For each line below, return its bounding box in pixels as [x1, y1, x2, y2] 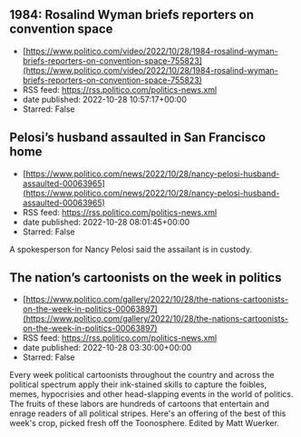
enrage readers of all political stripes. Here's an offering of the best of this [9, 408, 286, 419]
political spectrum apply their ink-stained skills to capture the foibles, [9, 379, 267, 390]
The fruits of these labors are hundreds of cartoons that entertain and [9, 399, 270, 410]
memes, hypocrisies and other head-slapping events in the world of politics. [9, 389, 294, 400]
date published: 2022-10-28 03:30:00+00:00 [22, 343, 192, 353]
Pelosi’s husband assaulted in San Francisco [9, 130, 267, 145]
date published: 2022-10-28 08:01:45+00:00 [22, 216, 190, 227]
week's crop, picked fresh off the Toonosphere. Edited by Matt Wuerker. [9, 418, 279, 429]
